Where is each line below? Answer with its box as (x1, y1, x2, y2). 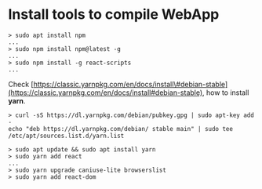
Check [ (8, 79, 34, 89)
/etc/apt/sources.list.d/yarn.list (8, 132, 125, 140)
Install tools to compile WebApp (8, 5, 220, 24)
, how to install (202, 88, 249, 97)
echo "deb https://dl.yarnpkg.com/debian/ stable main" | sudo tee (8, 125, 234, 133)
